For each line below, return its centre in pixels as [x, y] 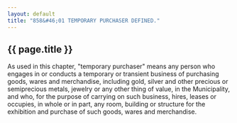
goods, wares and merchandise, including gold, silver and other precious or [118, 82]
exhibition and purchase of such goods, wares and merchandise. [102, 112]
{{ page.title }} [40, 49]
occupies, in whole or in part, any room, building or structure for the [106, 105]
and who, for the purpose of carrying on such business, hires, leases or [112, 97]
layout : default [31, 14]
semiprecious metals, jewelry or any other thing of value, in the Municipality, [119, 89]
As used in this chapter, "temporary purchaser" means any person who [111, 66]
